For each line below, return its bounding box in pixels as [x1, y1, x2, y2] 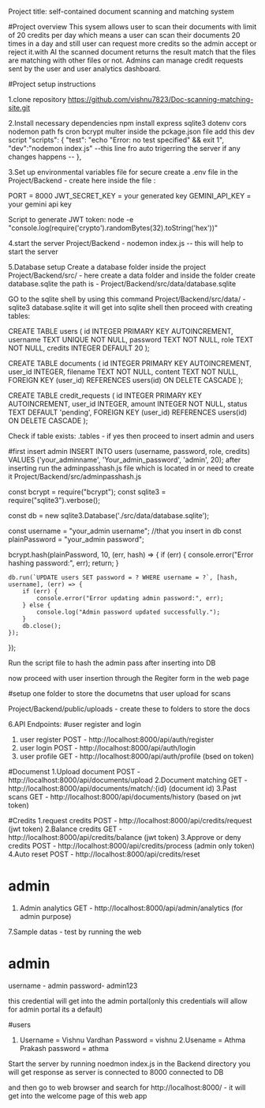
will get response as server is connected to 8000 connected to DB [8, 1067, 224, 1076]
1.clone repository [8, 95, 67, 104]
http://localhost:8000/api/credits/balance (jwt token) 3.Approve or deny [8, 833, 242, 841]
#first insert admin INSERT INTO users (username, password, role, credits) [8, 447, 251, 456]
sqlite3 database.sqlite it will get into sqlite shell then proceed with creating [8, 303, 253, 312]
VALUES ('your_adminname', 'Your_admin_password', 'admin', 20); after [8, 455, 241, 464]
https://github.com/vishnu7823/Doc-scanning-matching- [67, 95, 254, 104]
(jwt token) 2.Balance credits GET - [8, 824, 122, 834]
